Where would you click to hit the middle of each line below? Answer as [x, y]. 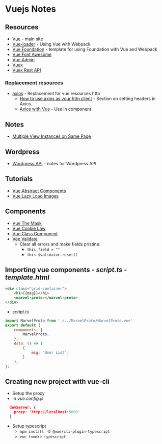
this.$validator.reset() [52, 255]
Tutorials [19, 179]
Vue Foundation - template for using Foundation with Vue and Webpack [85, 49]
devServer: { [23, 408]
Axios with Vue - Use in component [55, 109]
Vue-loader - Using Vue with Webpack [51, 44]
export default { [23, 325]
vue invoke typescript [43, 437]
